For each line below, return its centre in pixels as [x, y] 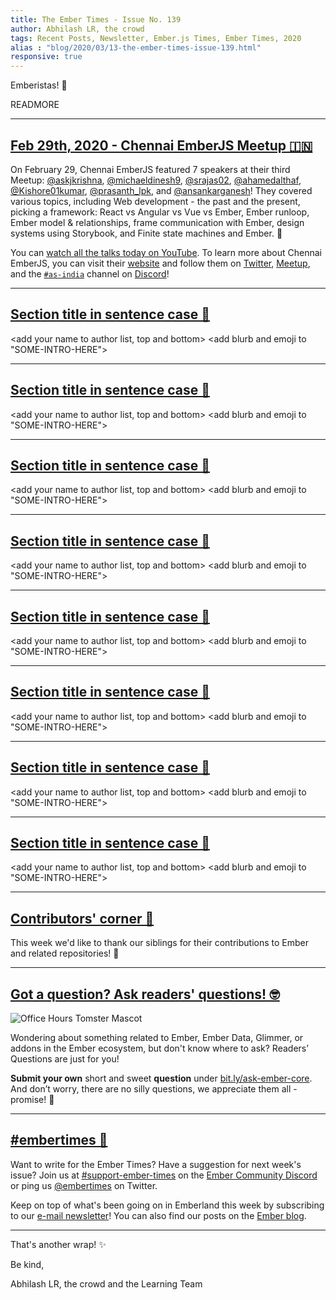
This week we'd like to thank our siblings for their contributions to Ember [159, 943]
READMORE [35, 105]
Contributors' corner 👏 [82, 918]
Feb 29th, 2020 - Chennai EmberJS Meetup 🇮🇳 [161, 145]
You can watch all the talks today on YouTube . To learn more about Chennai [166, 252]
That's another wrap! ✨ [58, 1244]
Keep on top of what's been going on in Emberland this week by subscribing [167, 1205]
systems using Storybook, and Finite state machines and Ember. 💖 [146, 233]
